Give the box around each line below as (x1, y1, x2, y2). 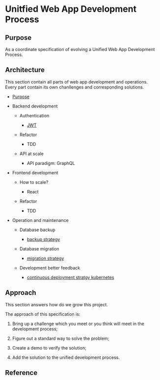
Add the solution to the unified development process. (12, 354, 120, 360)
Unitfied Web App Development (5, 3, 136, 15)
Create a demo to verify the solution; (12, 345, 87, 351)
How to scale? (19, 179, 49, 185)
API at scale (19, 151, 44, 157)
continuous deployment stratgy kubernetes (27, 274, 114, 280)
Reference (5, 369, 38, 377)
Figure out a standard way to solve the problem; (12, 335, 109, 341)
